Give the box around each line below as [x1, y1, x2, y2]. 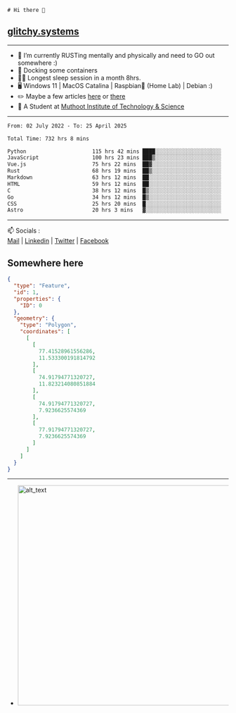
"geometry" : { [13, 315, 55, 322]
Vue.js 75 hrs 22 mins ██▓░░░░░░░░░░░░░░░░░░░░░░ [7, 161, 221, 168]
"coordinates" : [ [20, 328, 71, 335]
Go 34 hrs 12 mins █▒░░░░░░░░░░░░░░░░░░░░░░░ [7, 194, 221, 201]
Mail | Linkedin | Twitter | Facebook [7, 237, 109, 245]
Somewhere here [7, 257, 84, 269]
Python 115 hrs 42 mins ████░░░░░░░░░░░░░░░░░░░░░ [7, 148, 221, 155]
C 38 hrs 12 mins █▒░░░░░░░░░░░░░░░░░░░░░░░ [7, 187, 221, 194]
